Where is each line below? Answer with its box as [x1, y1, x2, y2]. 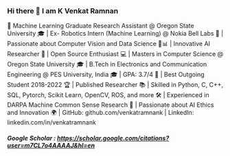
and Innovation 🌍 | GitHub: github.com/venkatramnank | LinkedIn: [7, 109, 194, 117]
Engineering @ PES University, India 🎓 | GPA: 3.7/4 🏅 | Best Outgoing [7, 70, 205, 79]
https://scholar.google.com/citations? [57, 133, 170, 142]
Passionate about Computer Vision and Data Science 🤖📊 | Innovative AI [7, 40, 211, 48]
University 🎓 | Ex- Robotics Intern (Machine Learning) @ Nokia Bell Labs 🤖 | [7, 29, 224, 38]
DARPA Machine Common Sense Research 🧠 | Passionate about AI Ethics [7, 101, 214, 109]
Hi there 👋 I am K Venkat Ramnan [7, 6, 119, 16]
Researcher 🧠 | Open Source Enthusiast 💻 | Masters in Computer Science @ [7, 50, 224, 58]
